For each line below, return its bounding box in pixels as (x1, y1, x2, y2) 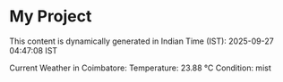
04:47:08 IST (9, 45, 58, 55)
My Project (9, 6, 92, 27)
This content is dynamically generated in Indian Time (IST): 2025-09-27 (9, 36, 275, 46)
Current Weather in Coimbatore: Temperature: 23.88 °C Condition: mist (9, 62, 271, 73)
